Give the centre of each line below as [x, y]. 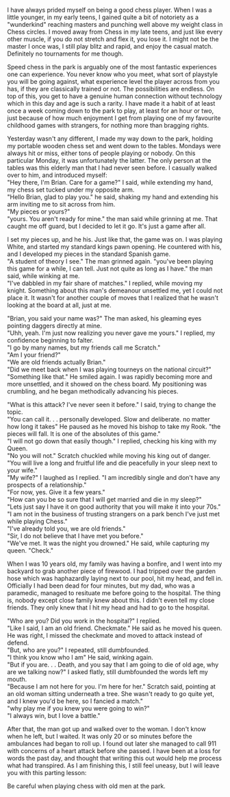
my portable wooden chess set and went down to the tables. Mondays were [114, 146]
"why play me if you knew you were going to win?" [79, 708]
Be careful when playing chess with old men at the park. [86, 786]
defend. [18, 643]
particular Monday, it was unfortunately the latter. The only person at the [109, 160]
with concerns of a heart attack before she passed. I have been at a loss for [114, 751]
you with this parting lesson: [47, 773]
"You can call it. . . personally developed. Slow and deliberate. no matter [108, 419]
